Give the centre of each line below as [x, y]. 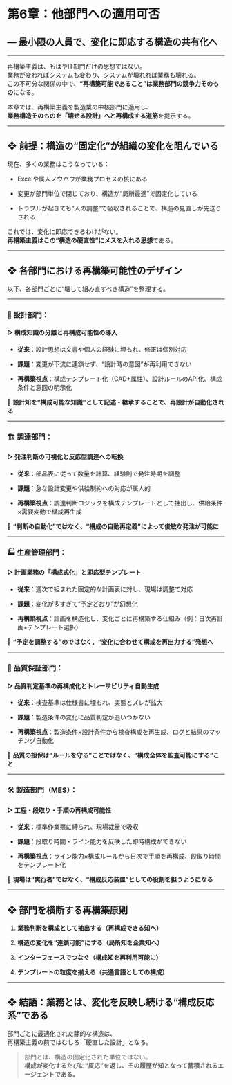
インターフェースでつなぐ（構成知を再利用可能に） [89, 958]
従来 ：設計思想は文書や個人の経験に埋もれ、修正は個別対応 [102, 349]
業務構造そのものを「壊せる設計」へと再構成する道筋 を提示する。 [101, 116]
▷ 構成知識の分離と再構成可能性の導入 [62, 332]
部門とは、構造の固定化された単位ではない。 [88, 1057]
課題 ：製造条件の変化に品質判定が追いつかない [84, 717]
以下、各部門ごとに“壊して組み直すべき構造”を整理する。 [88, 289]
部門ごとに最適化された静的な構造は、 [61, 1033]
